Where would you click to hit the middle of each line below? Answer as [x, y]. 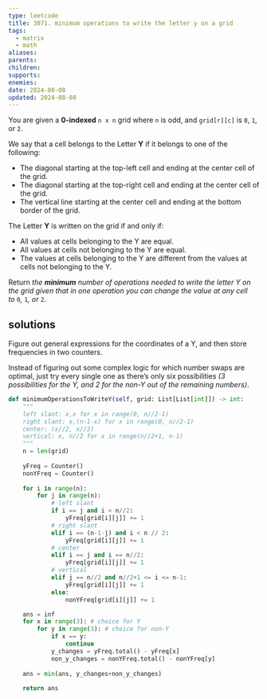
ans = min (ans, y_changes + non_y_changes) [92, 673]
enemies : [23, 82]
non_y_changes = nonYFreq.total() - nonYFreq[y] [133, 659]
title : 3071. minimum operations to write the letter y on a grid [121, 23]
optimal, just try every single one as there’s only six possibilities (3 [117, 376]
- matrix [30, 38]
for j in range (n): [69, 496]
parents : [23, 61]
